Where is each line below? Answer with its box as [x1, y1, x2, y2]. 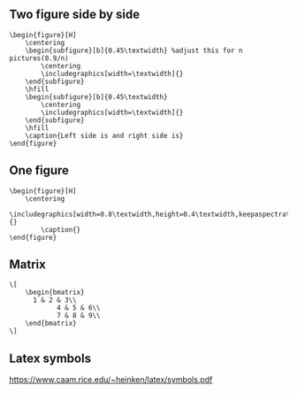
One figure [9, 163, 69, 178]
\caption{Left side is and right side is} [25, 131, 184, 140]
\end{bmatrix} [25, 319, 77, 328]
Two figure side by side [9, 7, 141, 22]
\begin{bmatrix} [25, 288, 86, 297]
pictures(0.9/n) [9, 53, 69, 63]
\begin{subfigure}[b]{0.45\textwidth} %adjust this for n [25, 46, 243, 55]
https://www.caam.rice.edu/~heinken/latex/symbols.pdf [9, 374, 213, 385]
